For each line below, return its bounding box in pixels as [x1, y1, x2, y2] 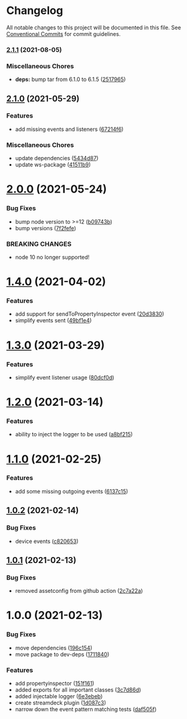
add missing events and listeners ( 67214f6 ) [15, 126, 124, 133]
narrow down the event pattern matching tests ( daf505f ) [15, 706, 157, 713]
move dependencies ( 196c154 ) [15, 644, 93, 651]
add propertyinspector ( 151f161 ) [15, 680, 94, 687]
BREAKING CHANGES [6, 239, 72, 248]
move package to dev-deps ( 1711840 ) [15, 650, 110, 658]
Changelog [6, 4, 63, 18]
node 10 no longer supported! [15, 253, 90, 261]
